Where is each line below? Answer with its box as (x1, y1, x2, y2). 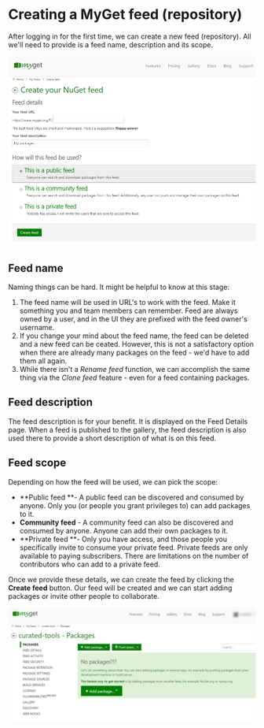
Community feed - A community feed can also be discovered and (19, 518, 234, 527)
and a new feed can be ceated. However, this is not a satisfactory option (19, 340, 254, 349)
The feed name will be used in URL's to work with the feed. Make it (19, 298, 236, 307)
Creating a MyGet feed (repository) (8, 6, 243, 24)
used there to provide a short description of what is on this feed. (8, 433, 217, 443)
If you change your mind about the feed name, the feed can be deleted (19, 331, 249, 340)
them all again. (19, 356, 68, 366)
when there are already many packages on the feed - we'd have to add (19, 348, 250, 358)
